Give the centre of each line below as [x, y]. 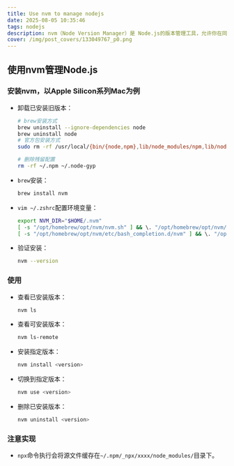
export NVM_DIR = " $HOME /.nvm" [60, 220]
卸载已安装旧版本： [45, 107]
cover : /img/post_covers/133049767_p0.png [70, 40]
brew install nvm [42, 193]
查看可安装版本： [42, 324]
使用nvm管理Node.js [53, 69]
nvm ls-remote [38, 338]
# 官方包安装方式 [39, 140]
